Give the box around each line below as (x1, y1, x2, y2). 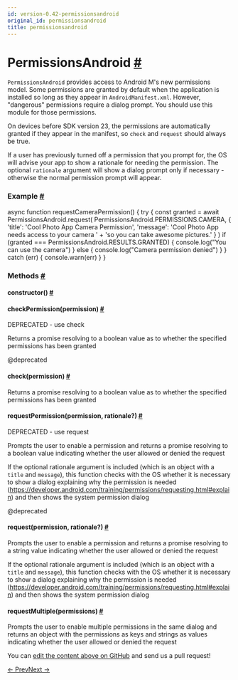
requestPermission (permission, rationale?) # (7, 412, 144, 420)
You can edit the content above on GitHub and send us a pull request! (7, 652, 211, 660)
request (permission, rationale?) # (7, 523, 109, 531)
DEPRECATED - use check (7, 320, 85, 329)
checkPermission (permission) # (7, 304, 104, 313)
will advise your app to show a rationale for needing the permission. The (7, 158, 219, 167)
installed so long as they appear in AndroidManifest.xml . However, (7, 93, 201, 102)
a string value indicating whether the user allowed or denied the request (7, 546, 218, 555)
